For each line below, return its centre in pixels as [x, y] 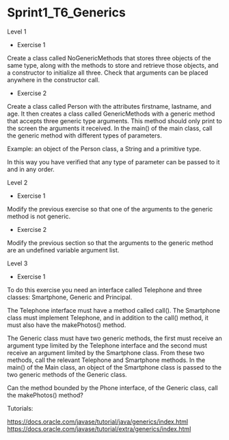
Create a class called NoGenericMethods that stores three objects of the [109, 58]
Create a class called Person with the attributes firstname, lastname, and [109, 106]
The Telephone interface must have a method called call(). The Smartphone [114, 310]
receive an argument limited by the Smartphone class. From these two [106, 352]
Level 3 [17, 263]
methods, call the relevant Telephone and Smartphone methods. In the [106, 360]
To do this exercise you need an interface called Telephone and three [105, 289]
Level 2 [17, 182]
